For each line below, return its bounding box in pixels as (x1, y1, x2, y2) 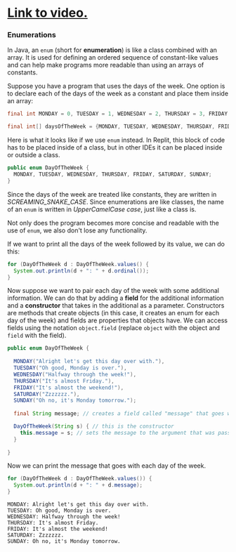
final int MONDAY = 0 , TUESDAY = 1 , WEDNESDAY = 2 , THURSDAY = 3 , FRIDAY (7, 110, 228, 117)
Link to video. (7, 5, 88, 21)
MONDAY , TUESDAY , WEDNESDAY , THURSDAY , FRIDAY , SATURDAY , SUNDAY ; (13, 171, 212, 178)
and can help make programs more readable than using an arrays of (7, 61, 204, 70)
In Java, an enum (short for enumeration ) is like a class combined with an (7, 46, 218, 54)
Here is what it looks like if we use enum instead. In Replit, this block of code (7, 136, 225, 145)
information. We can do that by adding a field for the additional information (7, 294, 224, 303)
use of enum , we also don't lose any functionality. (7, 226, 147, 235)
